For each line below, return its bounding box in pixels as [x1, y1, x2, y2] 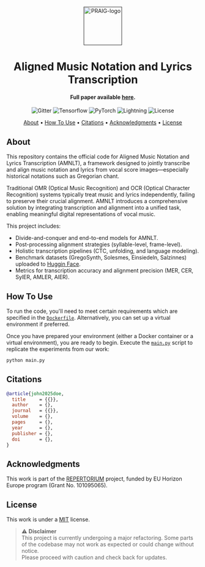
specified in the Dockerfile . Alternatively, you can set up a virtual [6, 314, 171, 322]
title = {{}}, [12, 396, 59, 403]
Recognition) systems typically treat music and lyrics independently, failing [6, 191, 195, 198]
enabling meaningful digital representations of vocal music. [6, 210, 156, 218]
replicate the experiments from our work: [6, 345, 110, 353]
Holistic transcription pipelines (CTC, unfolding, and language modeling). [15, 247, 199, 255]
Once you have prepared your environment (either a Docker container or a [6, 333, 194, 340]
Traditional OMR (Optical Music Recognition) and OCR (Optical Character [6, 185, 190, 192]
